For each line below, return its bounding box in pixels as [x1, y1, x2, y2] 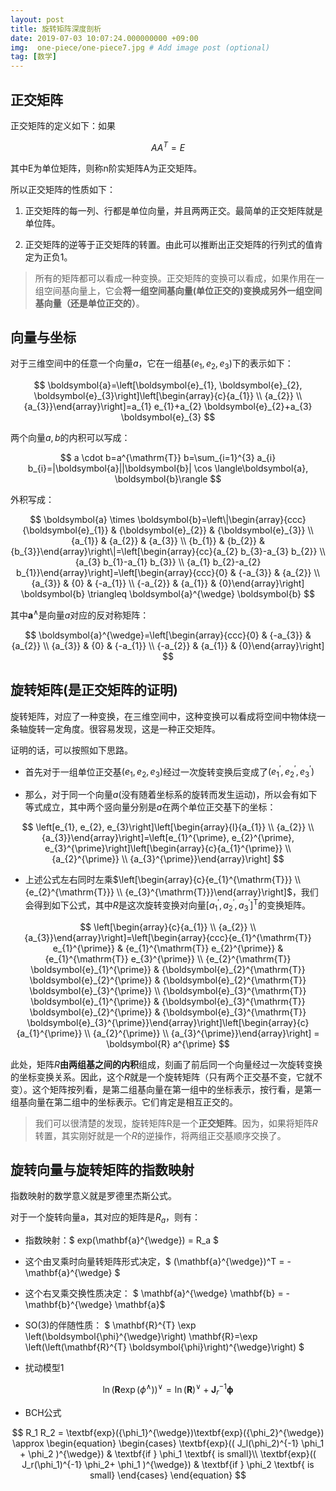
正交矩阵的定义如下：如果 [10, 119, 116, 131]
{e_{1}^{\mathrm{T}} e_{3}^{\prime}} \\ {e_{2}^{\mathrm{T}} [44, 952, 292, 965]
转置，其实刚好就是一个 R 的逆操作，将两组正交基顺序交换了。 [34, 1129, 287, 1141]
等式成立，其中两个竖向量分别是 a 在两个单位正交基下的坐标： [24, 801, 277, 813]
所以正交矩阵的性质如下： [10, 183, 116, 195]
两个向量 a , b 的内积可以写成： [10, 432, 131, 444]
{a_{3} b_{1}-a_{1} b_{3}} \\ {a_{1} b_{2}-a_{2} [74, 556, 262, 568]
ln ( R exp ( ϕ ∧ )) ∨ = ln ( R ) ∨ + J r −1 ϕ [102, 1382, 234, 1398]
